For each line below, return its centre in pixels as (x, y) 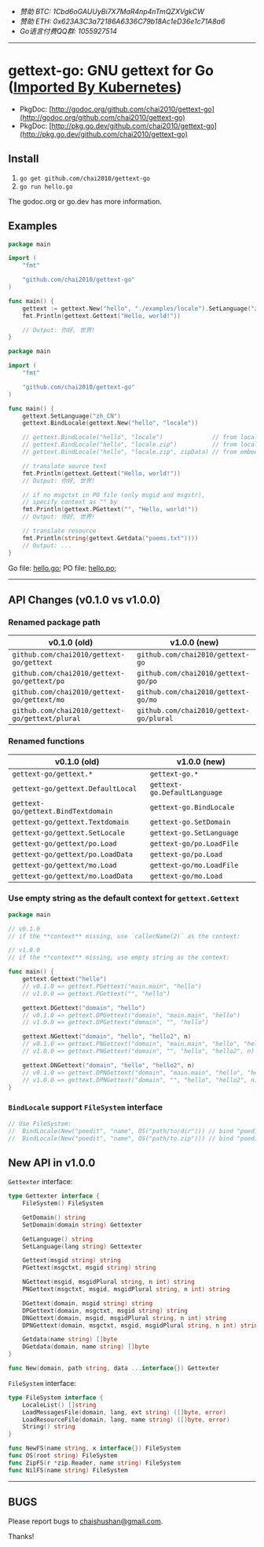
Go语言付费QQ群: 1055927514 (68, 31)
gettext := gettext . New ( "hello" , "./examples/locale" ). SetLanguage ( (137, 309)
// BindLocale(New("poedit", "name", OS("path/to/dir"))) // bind (121, 1131)
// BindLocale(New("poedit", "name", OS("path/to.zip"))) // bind (121, 1138)
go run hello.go (46, 187)
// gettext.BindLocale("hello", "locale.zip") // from (130, 445)
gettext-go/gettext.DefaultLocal (75, 788)
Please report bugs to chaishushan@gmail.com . (86, 1521)
